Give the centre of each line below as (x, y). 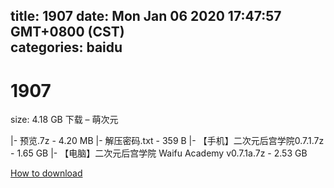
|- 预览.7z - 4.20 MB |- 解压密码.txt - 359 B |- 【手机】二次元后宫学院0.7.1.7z (167, 141)
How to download (46, 173)
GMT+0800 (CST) (67, 32)
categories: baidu (66, 47)
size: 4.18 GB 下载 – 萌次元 (64, 120)
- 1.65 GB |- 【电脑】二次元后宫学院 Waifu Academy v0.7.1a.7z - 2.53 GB (159, 153)
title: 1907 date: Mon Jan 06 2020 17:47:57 (146, 16)
